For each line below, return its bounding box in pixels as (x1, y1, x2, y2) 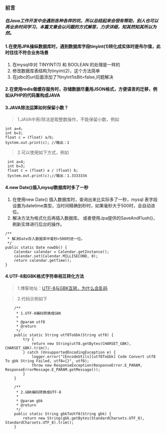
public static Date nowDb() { (5, 245, 68, 250)
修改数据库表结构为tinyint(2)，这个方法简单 (12, 68, 100, 74)
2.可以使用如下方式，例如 (17, 149, 69, 155)
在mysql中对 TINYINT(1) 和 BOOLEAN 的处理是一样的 (12, 61, 121, 67)
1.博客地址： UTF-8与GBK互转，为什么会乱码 (17, 285, 108, 291)
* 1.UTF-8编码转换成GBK (16, 311, 62, 316)
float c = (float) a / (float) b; (7, 168, 79, 173)
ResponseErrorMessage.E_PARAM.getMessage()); (5, 367, 100, 372)
